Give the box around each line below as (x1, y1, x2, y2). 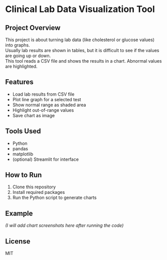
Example (5, 209, 33, 217)
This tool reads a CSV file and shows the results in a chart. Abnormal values (5, 58, 162, 64)
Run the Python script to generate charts (12, 194, 97, 201)
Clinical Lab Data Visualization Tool (5, 4, 155, 15)
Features (5, 78, 34, 86)
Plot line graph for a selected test (12, 96, 81, 102)
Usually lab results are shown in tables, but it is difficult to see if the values (5, 48, 159, 53)
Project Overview (5, 24, 61, 32)
